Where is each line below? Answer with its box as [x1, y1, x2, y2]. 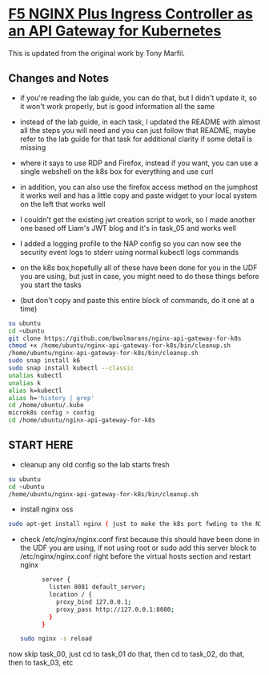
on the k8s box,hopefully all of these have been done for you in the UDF [19, 262, 258, 273]
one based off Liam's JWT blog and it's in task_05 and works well [19, 223, 236, 232]
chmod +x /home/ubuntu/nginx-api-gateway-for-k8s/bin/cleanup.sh [8, 342, 231, 350]
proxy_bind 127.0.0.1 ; [55, 598, 132, 606]
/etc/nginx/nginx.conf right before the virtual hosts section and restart [19, 552, 251, 561]
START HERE [8, 439, 74, 452]
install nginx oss [19, 504, 74, 514]
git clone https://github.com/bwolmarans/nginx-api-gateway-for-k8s [8, 334, 242, 342]
